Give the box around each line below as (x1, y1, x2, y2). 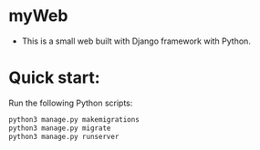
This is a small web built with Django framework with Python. (21, 35, 252, 46)
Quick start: (8, 67, 101, 88)
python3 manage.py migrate (8, 124, 111, 133)
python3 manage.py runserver (8, 132, 120, 141)
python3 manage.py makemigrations (8, 115, 140, 124)
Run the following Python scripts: (8, 97, 133, 108)
